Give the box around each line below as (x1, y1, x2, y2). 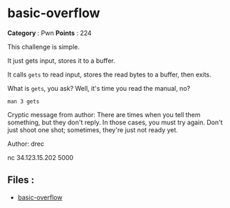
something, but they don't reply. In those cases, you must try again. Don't (7, 118, 223, 127)
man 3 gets (7, 98, 40, 105)
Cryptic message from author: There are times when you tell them (7, 110, 201, 119)
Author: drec (7, 139, 45, 148)
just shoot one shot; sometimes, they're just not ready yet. (7, 125, 178, 134)
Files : (7, 174, 34, 187)
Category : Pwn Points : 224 (7, 29, 92, 37)
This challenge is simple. (7, 42, 80, 51)
